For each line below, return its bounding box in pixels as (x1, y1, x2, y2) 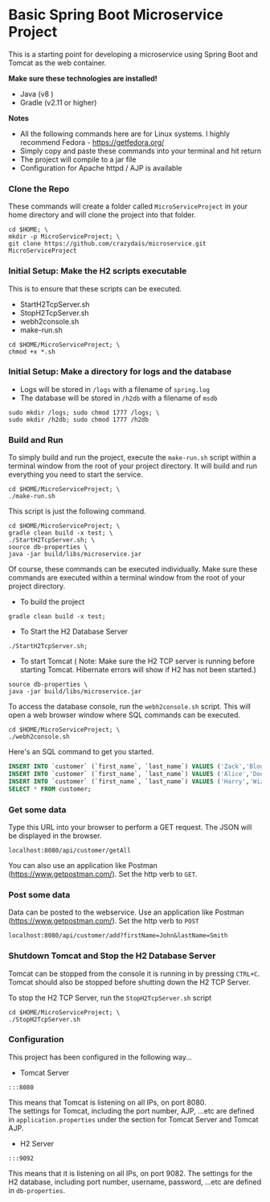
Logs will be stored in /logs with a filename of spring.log (19, 384, 211, 394)
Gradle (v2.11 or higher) (19, 97, 97, 107)
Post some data (8, 889, 71, 900)
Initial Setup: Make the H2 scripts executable (8, 266, 187, 277)
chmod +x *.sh (8, 348, 56, 356)
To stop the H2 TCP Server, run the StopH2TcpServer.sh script (8, 993, 212, 1002)
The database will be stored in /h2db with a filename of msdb (19, 393, 218, 403)
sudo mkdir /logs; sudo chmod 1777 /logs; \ (8, 408, 160, 416)
